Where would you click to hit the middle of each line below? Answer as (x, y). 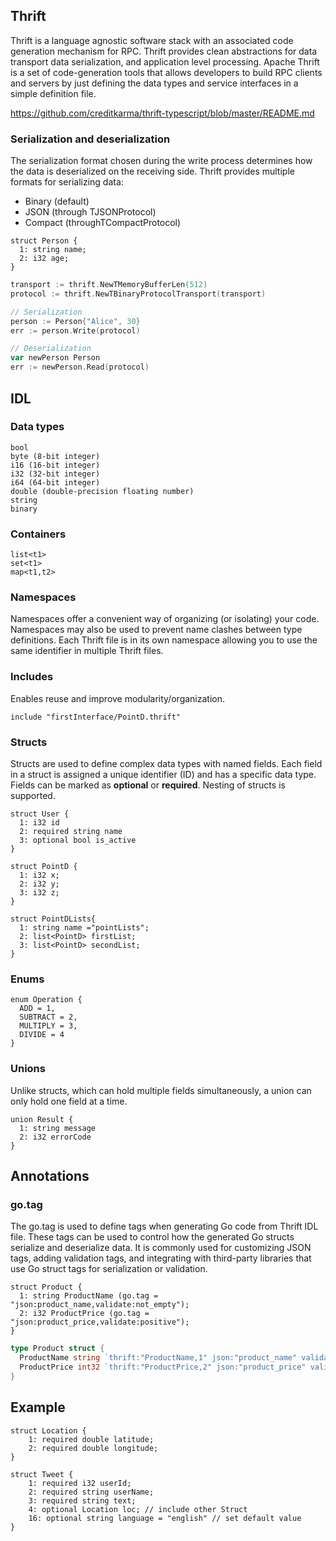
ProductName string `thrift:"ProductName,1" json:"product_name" (158, 1358)
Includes (32, 677)
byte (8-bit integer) (55, 456)
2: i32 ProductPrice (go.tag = (84, 1314)
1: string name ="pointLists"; (84, 927)
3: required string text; (82, 1500)
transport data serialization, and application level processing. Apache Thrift (165, 61)
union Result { (42, 1119)
